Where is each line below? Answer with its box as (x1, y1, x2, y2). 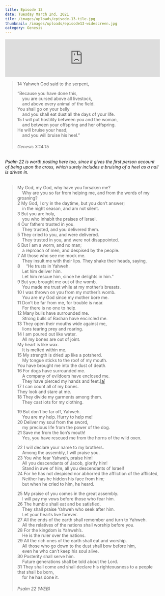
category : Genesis (5, 26, 43, 31)
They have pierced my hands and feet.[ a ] (22, 378, 106, 384)
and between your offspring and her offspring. (22, 122, 116, 128)
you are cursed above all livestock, (22, 96, 92, 101)
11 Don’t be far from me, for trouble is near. (17, 299, 104, 305)
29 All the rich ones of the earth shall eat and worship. (17, 537, 127, 543)
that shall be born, (17, 569, 54, 575)
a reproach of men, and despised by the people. (22, 247, 120, 253)
